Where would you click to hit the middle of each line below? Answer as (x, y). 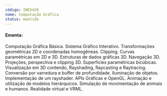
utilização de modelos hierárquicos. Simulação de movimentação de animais (84, 83)
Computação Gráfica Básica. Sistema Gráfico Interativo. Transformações (80, 46)
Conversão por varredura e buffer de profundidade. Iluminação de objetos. (82, 72)
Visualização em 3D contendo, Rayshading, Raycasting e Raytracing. (76, 67)
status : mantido (22, 19)
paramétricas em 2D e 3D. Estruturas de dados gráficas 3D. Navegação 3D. (83, 57)
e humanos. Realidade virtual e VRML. (44, 88)
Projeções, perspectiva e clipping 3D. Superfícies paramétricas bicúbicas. (81, 62)
